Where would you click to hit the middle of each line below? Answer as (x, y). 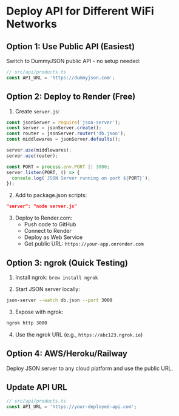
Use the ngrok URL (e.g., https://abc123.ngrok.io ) (79, 334)
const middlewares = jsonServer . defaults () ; (63, 139)
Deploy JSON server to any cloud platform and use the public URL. (90, 368)
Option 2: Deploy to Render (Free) (71, 97)
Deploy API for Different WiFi (80, 11)
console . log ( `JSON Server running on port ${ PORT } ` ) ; (81, 178)
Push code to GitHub (50, 224)
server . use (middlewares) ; (39, 150)
